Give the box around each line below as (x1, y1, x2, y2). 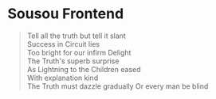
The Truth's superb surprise (26, 56, 120, 66)
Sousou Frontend (7, 5, 124, 23)
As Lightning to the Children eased (26, 64, 141, 74)
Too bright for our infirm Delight (26, 48, 132, 57)
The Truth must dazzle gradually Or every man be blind (26, 81, 209, 91)
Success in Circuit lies (26, 39, 100, 48)
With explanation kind (26, 73, 99, 82)
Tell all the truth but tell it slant (26, 31, 127, 40)
